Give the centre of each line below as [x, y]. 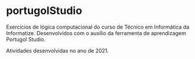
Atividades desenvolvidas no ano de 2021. [58, 50]
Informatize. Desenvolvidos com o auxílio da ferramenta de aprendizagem [96, 33]
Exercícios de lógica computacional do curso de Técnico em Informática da [98, 27]
